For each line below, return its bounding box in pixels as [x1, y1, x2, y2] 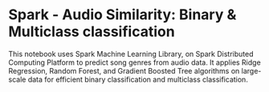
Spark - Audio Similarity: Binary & [8, 6, 237, 24]
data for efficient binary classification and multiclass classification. [27, 74, 249, 84]
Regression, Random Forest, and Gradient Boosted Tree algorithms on [8, 66, 240, 75]
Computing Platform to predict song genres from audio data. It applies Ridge [8, 58, 261, 67]
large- [241, 66, 262, 75]
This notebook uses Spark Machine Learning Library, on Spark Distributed [8, 49, 254, 58]
